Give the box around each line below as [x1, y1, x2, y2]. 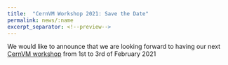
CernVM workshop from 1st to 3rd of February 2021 [7, 50, 156, 58]
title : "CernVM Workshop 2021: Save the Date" [7, 10, 149, 17]
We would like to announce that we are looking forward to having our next [7, 43, 221, 51]
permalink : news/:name [7, 17, 74, 24]
